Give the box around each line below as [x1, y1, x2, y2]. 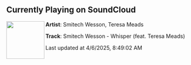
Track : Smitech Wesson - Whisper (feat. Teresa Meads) [45, 32, 186, 40]
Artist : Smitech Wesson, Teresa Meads [45, 20, 144, 28]
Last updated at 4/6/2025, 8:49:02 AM [45, 44, 143, 51]
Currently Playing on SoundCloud [6, 5, 136, 15]
